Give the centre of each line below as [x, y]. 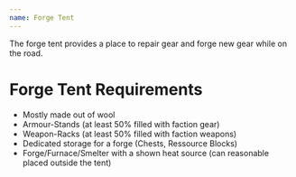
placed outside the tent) [67, 163]
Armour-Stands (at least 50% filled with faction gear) [121, 124]
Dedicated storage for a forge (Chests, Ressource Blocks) [129, 143]
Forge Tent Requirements [106, 89]
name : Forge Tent [42, 18]
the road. [26, 53]
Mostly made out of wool [69, 115]
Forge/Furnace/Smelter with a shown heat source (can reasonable [145, 153]
